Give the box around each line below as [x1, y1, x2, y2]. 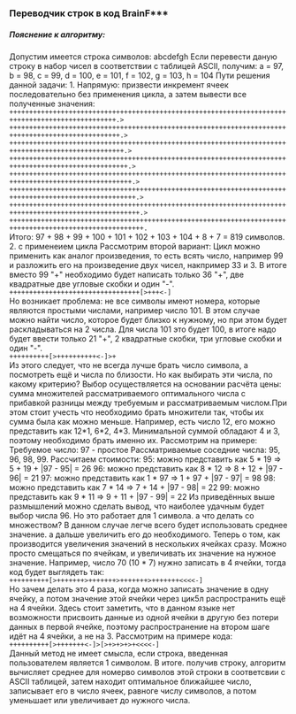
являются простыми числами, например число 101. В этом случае [9, 304, 261, 316]
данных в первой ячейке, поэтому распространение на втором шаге [9, 621, 270, 632]
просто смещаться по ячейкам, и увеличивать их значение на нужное [9, 548, 277, 558]
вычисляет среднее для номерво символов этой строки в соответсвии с [9, 666, 285, 677]
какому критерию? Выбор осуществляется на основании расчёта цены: [9, 379, 282, 389]
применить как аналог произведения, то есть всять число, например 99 [9, 250, 284, 261]
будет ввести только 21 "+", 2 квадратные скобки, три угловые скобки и [9, 333, 283, 343]
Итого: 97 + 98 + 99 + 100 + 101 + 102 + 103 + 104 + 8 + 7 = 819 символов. [9, 231, 285, 242]
